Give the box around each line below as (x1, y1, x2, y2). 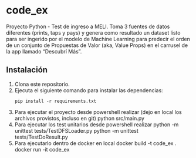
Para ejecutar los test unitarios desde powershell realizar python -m (14, 121, 179, 128)
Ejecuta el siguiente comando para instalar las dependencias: (14, 86, 163, 94)
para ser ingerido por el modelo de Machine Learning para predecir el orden (6, 35, 191, 42)
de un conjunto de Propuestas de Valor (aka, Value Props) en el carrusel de (6, 42, 188, 49)
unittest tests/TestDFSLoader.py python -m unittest (14, 127, 139, 134)
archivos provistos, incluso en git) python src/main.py (14, 115, 145, 122)
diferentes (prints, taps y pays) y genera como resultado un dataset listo (6, 29, 181, 36)
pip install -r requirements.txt (14, 98, 97, 104)
